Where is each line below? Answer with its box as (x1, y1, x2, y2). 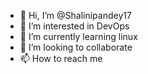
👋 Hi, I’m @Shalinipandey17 (19, 10, 132, 21)
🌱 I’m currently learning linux (19, 31, 138, 42)
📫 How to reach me (19, 53, 103, 64)
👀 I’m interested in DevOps (19, 20, 130, 32)
